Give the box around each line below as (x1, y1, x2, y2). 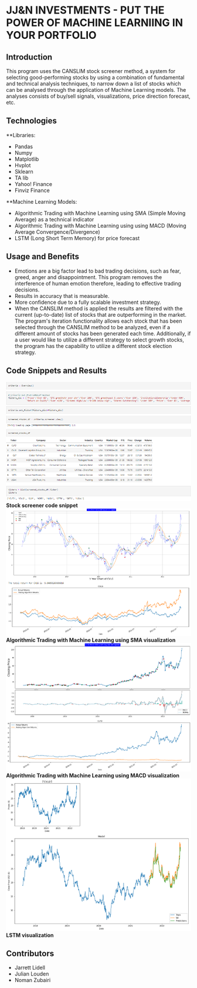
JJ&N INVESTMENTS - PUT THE (6, 4, 165, 17)
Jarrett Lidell (14, 964, 46, 972)
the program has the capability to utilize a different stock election (14, 342, 172, 349)
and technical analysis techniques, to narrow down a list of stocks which (6, 80, 181, 87)
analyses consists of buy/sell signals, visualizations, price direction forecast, (6, 92, 191, 100)
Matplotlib (14, 155, 39, 163)
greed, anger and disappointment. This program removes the (14, 273, 162, 280)
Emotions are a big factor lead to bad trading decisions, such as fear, (14, 267, 181, 274)
